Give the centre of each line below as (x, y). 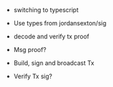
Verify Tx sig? (33, 76)
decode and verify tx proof (51, 36)
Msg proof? (30, 50)
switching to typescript (46, 10)
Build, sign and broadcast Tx (54, 63)
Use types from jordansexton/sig (60, 23)
